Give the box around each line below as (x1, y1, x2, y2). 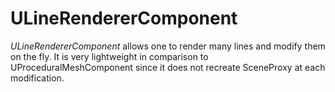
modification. (10, 72, 65, 84)
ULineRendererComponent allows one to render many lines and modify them (10, 40, 326, 52)
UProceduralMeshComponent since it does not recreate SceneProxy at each (10, 61, 326, 73)
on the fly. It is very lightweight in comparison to (10, 50, 209, 62)
